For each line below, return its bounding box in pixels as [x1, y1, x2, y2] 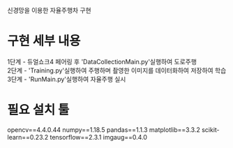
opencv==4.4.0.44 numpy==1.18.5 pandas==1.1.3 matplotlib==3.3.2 [7, 125, 201, 134]
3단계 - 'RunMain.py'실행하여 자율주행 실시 [7, 75, 126, 83]
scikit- [201, 125, 220, 134]
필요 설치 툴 [7, 102, 70, 118]
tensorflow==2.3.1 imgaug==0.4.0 [50, 133, 148, 141]
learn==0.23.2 [7, 133, 49, 141]
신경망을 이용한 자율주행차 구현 [7, 6, 92, 14]
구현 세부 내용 [7, 34, 81, 49]
